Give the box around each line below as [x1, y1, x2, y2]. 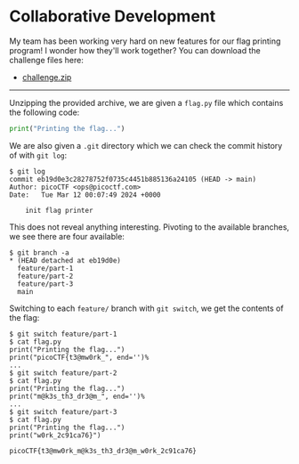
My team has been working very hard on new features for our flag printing [9, 36, 281, 46]
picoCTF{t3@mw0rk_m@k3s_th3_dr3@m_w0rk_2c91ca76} [9, 446, 198, 455]
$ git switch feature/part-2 [9, 368, 117, 378]
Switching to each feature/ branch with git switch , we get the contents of [9, 303, 284, 313]
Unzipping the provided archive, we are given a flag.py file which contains [9, 97, 284, 108]
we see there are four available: [9, 231, 125, 241]
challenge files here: [9, 54, 85, 65]
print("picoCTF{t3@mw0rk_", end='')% [9, 353, 149, 362]
